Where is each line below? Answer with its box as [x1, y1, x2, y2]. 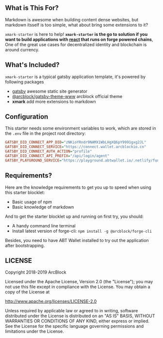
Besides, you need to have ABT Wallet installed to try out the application [5, 237, 149, 243]
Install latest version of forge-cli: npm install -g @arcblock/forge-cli [12, 228, 152, 234]
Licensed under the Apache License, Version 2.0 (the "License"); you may [5, 279, 153, 285]
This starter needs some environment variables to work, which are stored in [5, 126, 156, 131]
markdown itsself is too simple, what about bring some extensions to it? [5, 22, 148, 28]
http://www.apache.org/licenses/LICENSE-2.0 [5, 298, 97, 305]
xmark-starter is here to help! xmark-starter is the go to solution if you [5, 31, 148, 37]
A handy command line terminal [12, 223, 76, 228]
